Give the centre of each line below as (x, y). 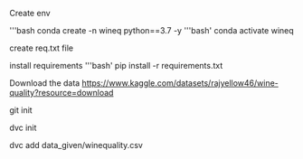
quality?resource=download (62, 93)
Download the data (45, 83)
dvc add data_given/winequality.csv (76, 145)
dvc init (23, 127)
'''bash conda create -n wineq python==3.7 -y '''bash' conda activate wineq (151, 30)
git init (21, 110)
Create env (30, 13)
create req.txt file (42, 48)
